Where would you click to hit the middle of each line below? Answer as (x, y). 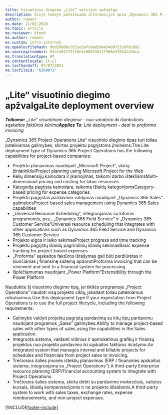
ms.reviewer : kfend (25, 33)
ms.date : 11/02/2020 (27, 24)
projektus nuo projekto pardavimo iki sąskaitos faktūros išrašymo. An (83, 344)
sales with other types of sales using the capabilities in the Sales (79, 328)
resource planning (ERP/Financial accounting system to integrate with (84, 371)
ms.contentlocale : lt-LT (31, 61)
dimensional (25, 181)
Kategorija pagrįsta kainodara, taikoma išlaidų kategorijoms (73, 187)
